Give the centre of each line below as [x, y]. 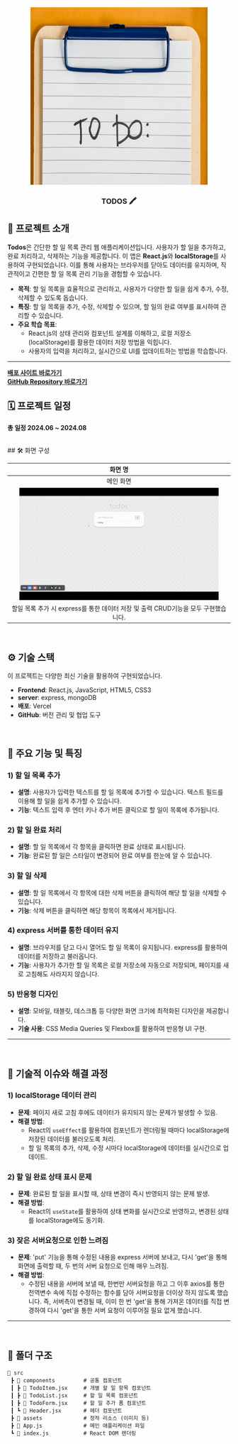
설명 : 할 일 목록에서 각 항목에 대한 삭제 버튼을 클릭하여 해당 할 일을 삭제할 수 [122, 892]
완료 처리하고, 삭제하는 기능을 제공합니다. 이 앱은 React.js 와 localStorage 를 [113, 256]
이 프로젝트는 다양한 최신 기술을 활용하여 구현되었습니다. [85, 676]
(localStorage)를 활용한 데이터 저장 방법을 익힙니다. [100, 342]
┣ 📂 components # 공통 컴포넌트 [66, 1381]
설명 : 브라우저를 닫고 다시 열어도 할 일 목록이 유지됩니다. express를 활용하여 [123, 947]
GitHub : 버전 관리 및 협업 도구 [59, 715]
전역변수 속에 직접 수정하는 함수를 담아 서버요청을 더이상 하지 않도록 [122, 1293]
